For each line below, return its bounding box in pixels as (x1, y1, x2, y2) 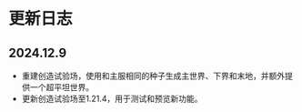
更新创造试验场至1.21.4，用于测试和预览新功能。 (21, 93, 203, 104)
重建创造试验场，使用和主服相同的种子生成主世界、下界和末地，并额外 (21, 70, 286, 81)
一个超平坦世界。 (29, 82, 95, 92)
